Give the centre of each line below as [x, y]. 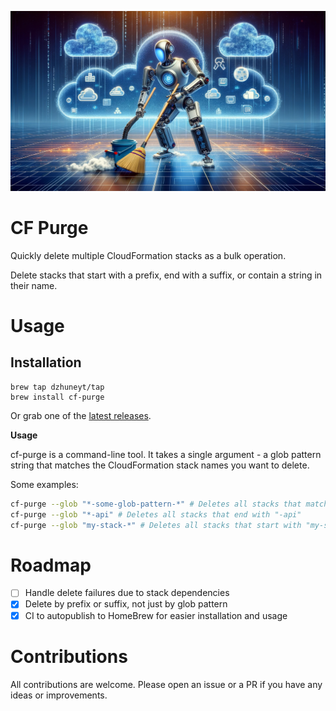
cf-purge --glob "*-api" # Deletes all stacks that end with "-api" [156, 514]
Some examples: [44, 484]
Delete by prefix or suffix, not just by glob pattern [126, 604]
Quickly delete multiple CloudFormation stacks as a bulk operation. [148, 255]
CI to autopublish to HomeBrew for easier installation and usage [156, 615]
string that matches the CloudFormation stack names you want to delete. [160, 465]
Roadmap [51, 565]
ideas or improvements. [59, 695]
